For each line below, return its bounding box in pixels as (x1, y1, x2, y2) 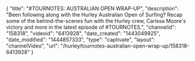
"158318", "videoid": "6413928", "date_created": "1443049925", (6, 30, 160, 37)
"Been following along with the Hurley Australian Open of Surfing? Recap (6, 11, 183, 18)
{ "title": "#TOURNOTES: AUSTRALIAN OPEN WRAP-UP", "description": (6, 5, 179, 12)
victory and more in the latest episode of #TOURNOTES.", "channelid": (6, 23, 176, 30)
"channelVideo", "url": (6, 42, 60, 49)
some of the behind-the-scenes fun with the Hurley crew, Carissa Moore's (6, 18, 186, 24)
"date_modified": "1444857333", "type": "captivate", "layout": (6, 36, 156, 43)
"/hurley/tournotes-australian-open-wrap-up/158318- (60, 42, 190, 49)
